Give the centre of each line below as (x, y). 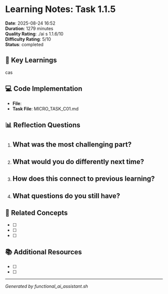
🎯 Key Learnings (31, 60)
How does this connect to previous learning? (83, 179)
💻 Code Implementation (44, 89)
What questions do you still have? (66, 196)
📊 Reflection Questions (43, 125)
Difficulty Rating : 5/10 (28, 39)
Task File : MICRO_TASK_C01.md (45, 108)
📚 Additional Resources (44, 252)
